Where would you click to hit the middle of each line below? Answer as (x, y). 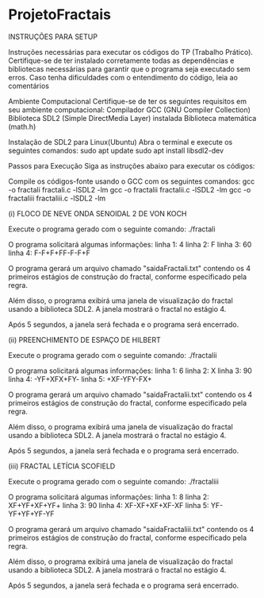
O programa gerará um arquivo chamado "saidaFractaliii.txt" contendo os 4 (131, 529)
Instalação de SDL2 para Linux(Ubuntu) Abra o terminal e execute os (121, 142)
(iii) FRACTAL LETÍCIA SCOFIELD (62, 466)
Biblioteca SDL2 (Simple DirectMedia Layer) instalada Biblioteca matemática (132, 118)
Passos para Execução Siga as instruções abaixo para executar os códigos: (132, 165)
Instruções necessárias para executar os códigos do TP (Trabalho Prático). (131, 52)
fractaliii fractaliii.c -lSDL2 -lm (57, 198)
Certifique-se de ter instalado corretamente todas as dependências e (121, 60)
